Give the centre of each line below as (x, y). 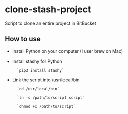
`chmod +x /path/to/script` (46, 106)
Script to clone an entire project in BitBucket (50, 23)
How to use (23, 39)
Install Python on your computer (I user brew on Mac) (68, 51)
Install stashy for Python (37, 61)
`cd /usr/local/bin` (38, 89)
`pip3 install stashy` (41, 70)
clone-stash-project (48, 9)
